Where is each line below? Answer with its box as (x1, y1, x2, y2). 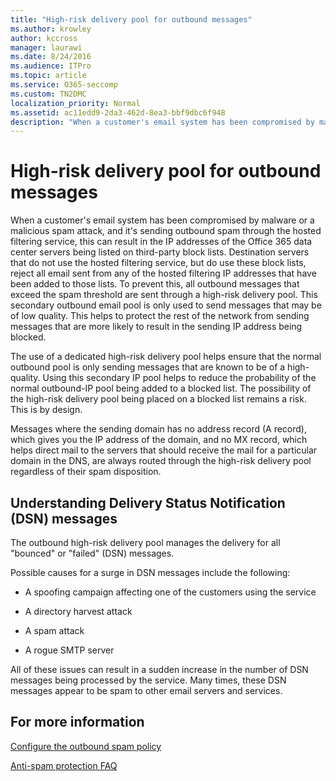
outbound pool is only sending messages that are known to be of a (10, 361, 286, 373)
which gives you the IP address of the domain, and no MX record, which (10, 434, 308, 446)
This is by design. (10, 404, 83, 416)
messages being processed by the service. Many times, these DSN (10, 674, 287, 686)
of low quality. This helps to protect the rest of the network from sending (10, 310, 310, 322)
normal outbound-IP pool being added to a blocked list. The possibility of (10, 382, 312, 395)
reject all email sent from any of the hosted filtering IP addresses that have (10, 267, 317, 280)
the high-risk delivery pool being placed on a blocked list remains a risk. (10, 393, 307, 405)
